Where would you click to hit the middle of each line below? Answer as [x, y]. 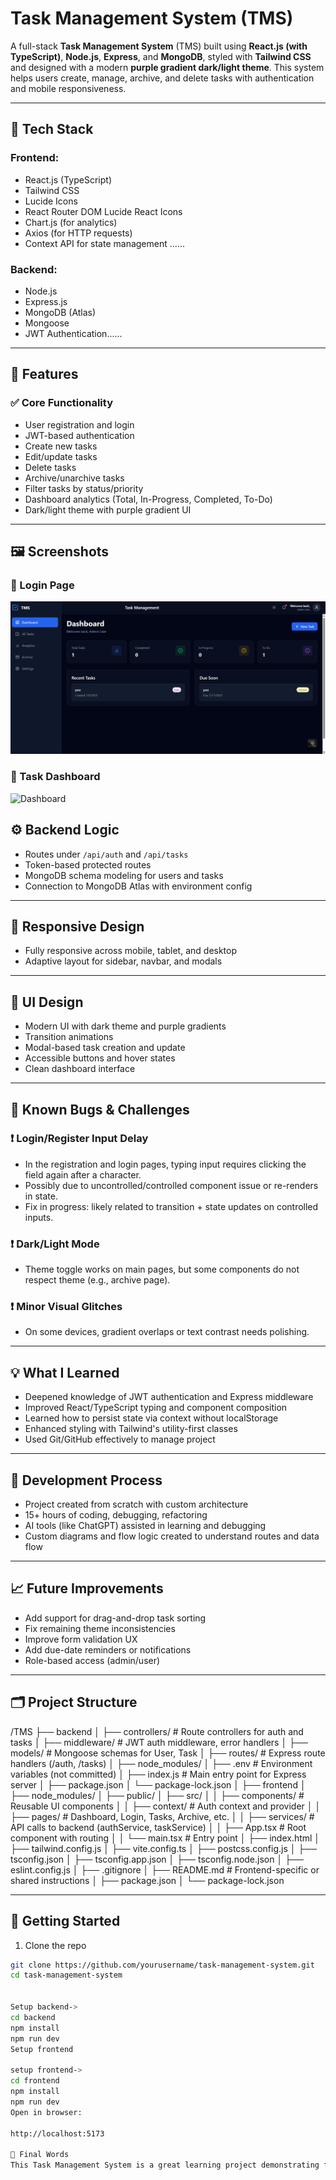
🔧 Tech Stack [52, 129]
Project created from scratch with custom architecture [136, 1504]
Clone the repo [55, 1945]
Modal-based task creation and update [105, 1048]
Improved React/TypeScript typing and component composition [156, 1408]
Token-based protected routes [88, 864]
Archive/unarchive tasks [74, 478]
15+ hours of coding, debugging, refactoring [116, 1515]
